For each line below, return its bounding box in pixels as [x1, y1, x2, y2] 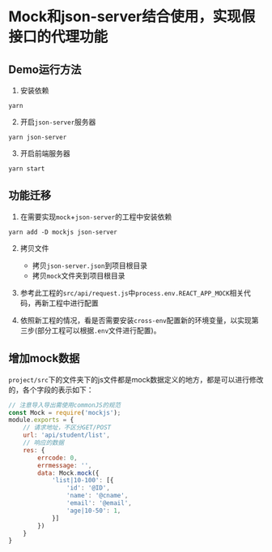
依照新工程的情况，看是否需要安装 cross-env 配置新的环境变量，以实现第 [19, 315, 259, 325]
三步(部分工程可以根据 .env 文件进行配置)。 [19, 326, 161, 335]
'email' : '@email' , [66, 499, 132, 507]
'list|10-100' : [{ [51, 477, 114, 485]
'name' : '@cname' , [66, 492, 129, 500]
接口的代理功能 [8, 28, 108, 46]
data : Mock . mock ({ [37, 468, 100, 477]
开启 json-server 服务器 [19, 117, 96, 127]
